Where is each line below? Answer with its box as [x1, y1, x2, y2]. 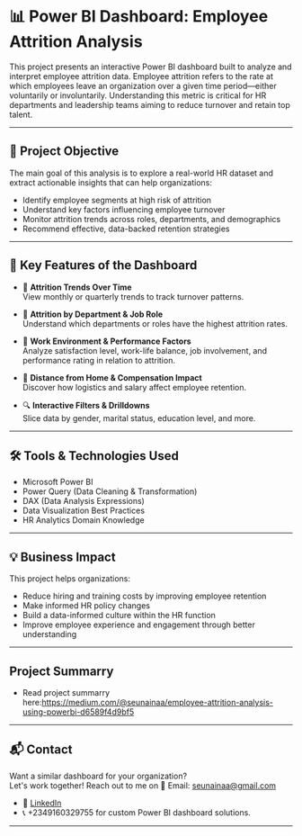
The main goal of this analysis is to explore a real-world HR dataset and [9, 167, 274, 178]
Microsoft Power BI [22, 477, 93, 488]
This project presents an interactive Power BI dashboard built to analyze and [9, 61, 292, 72]
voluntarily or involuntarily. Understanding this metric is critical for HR [9, 90, 267, 101]
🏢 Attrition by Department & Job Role [22, 309, 164, 319]
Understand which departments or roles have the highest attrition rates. [22, 318, 289, 328]
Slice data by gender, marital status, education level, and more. [22, 412, 256, 423]
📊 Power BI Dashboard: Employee [9, 6, 269, 27]
